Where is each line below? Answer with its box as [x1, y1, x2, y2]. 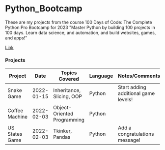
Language [89, 72, 113, 79]
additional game [117, 90, 155, 97]
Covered [58, 76, 80, 83]
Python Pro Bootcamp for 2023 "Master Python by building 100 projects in [5, 24, 156, 30]
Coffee [7, 107, 24, 114]
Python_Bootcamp [5, 3, 82, 14]
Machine [7, 114, 28, 120]
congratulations [117, 131, 154, 138]
